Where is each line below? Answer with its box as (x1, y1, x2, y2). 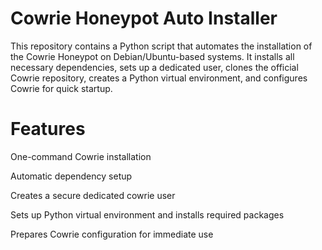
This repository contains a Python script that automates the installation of (10, 40, 313, 52)
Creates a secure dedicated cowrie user (10, 189, 176, 201)
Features (10, 118, 86, 141)
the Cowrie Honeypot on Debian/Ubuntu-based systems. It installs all (10, 50, 295, 62)
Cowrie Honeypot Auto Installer (10, 7, 278, 30)
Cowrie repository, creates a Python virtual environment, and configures (10, 72, 308, 84)
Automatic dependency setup (10, 170, 133, 182)
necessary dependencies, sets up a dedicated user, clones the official (10, 61, 299, 73)
